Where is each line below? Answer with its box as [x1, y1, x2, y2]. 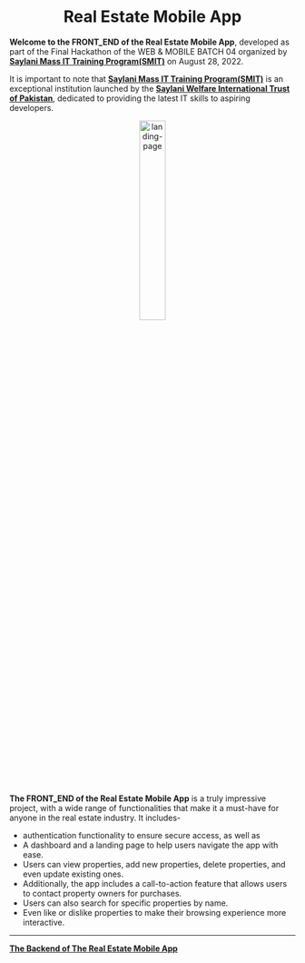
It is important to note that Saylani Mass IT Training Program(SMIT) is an [9, 73, 284, 84]
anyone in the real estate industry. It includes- [9, 812, 182, 823]
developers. [9, 102, 54, 113]
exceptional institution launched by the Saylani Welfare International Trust [9, 83, 290, 94]
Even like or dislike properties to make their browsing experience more [22, 907, 287, 918]
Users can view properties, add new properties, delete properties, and [22, 858, 286, 869]
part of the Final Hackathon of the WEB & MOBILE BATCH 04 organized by [9, 45, 288, 56]
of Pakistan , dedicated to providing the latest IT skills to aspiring [9, 93, 251, 104]
